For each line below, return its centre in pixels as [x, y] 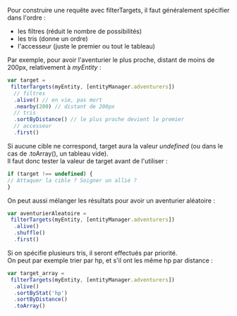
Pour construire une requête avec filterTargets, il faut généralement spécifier [119, 10]
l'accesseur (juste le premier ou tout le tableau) [86, 46]
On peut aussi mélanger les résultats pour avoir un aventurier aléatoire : [111, 201]
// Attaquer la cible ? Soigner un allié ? [72, 180]
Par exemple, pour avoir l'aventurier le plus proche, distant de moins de [111, 60]
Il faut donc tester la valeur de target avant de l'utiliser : [87, 160]
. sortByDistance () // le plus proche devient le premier [99, 120]
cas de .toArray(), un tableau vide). [58, 153]
